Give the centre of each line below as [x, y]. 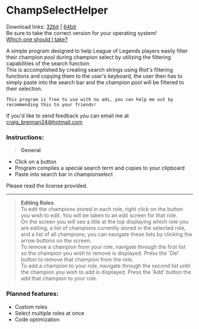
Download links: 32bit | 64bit [41, 27]
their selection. [24, 88]
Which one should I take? [37, 39]
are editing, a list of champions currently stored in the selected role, [103, 228]
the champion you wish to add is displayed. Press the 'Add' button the [106, 272]
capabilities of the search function [48, 63]
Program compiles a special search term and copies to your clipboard [99, 168]
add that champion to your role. [59, 279]
